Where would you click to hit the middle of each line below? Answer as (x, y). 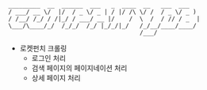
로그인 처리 (48, 58)
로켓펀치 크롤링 (43, 48)
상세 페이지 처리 (56, 78)
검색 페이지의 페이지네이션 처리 (79, 68)
